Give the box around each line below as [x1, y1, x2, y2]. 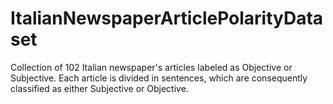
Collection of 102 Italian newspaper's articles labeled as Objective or [10, 61, 293, 73]
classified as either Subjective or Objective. [10, 82, 189, 94]
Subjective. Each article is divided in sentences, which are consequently [10, 72, 308, 84]
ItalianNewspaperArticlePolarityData [10, 7, 324, 30]
